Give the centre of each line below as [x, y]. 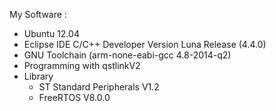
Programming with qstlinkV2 [82, 65]
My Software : [38, 14]
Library [38, 76]
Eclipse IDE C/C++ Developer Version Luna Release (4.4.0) [145, 44]
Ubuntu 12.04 [51, 33]
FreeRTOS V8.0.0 [74, 97]
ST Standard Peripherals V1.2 [99, 87]
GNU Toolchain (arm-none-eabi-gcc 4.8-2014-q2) [127, 55]
